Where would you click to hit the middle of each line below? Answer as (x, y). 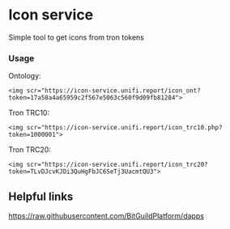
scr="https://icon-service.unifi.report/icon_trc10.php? (124, 128)
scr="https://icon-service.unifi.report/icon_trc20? (117, 165)
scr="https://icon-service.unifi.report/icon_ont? (113, 91)
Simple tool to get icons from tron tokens (76, 37)
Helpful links (41, 196)
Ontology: (25, 76)
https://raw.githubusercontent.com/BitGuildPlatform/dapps (106, 216)
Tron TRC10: (29, 113)
